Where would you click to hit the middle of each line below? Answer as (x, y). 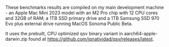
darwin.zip (16, 39)
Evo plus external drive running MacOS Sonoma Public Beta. (69, 24)
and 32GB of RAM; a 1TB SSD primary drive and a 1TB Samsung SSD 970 (82, 18)
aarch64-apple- (141, 33)
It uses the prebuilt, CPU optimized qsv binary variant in (64, 33)
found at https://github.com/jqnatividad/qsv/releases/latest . (91, 39)
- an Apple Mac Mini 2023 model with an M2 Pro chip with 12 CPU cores (81, 13)
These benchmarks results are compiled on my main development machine (84, 7)
